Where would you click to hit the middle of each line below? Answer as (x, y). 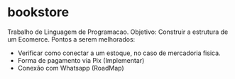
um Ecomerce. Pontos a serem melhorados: (71, 39)
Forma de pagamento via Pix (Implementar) (81, 60)
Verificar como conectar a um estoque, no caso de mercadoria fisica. (119, 53)
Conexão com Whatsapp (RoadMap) (71, 68)
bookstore (38, 12)
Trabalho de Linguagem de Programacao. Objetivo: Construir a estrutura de (118, 32)
